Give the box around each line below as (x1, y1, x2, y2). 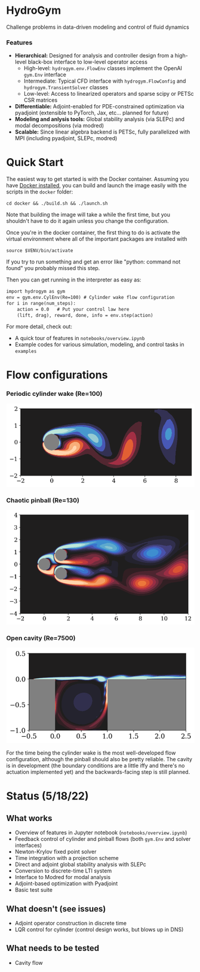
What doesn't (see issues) (6, 904, 106, 914)
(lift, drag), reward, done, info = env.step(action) (17, 313, 153, 319)
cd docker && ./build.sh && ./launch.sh (6, 201, 109, 207)
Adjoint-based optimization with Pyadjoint (14, 880, 118, 887)
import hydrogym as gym (6, 289, 66, 295)
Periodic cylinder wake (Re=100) (6, 390, 103, 398)
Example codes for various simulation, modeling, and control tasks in (14, 341, 184, 348)
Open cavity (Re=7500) (6, 634, 76, 642)
